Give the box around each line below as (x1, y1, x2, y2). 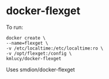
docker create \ (6, 35, 46, 41)
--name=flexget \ (6, 40, 49, 46)
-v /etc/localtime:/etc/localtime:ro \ (6, 45, 104, 51)
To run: (6, 24, 23, 31)
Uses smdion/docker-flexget (6, 66, 75, 73)
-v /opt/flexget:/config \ (6, 50, 72, 57)
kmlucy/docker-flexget (6, 55, 62, 61)
